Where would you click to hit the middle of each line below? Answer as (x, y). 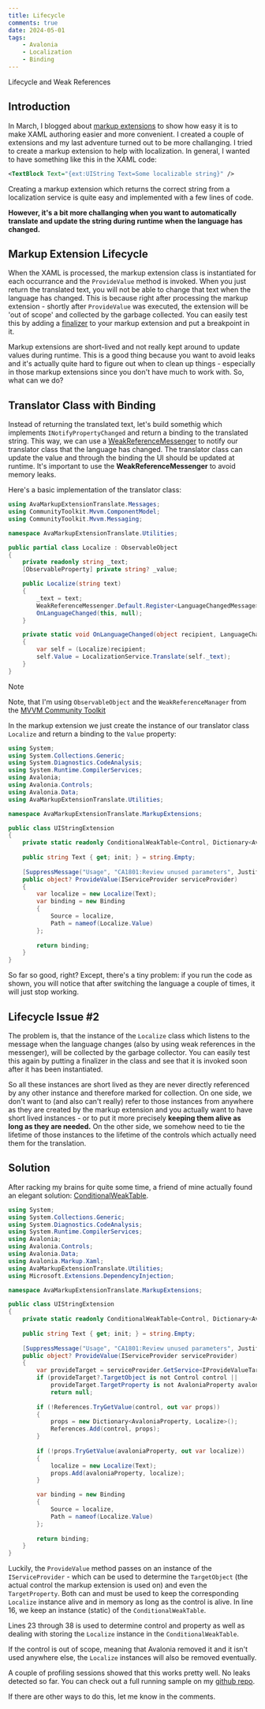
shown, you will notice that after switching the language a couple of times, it (132, 984)
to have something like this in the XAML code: (82, 159)
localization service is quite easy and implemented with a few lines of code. (131, 197)
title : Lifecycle (37, 15)
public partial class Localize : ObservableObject (93, 548)
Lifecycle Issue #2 (54, 1017)
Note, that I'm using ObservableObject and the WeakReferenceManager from (127, 701)
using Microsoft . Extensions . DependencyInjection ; (91, 1276)
